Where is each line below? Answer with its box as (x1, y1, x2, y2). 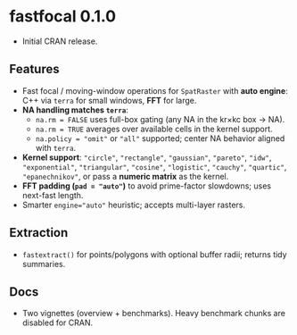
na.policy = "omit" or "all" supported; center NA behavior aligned (35, 132, 285, 144)
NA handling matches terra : (21, 105, 129, 115)
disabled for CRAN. (21, 317, 94, 328)
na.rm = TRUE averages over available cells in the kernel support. (35, 123, 274, 134)
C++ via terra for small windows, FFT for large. (21, 95, 197, 105)
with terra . (35, 142, 77, 153)
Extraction (9, 225, 69, 240)
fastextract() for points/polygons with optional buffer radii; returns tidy (21, 248, 287, 260)
